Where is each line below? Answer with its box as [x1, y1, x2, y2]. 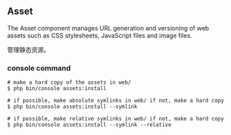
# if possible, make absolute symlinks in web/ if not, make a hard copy [7, 97, 225, 105]
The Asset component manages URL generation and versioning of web [7, 24, 210, 32]
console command [7, 63, 71, 73]
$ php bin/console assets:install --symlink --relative [7, 121, 172, 129]
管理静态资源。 [7, 45, 50, 54]
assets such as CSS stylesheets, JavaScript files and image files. [7, 31, 192, 39]
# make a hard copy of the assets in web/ [7, 79, 131, 86]
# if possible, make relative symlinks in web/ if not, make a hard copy [7, 116, 225, 123]
